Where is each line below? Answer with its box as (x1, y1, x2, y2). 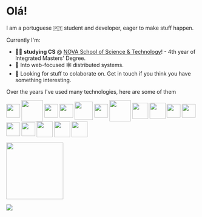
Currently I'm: (6, 36, 41, 44)
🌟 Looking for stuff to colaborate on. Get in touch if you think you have (15, 70, 191, 77)
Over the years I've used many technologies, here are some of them (6, 88, 177, 95)
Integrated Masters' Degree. (15, 54, 86, 62)
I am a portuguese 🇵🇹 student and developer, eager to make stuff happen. (6, 24, 194, 31)
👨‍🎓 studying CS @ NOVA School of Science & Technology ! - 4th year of (15, 48, 196, 55)
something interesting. (15, 76, 72, 83)
